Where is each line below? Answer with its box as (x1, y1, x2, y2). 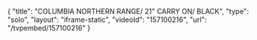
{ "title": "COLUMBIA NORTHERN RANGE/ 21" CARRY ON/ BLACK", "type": (7, 7, 249, 16)
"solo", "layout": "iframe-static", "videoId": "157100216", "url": (7, 15, 207, 24)
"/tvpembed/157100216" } (7, 24, 91, 32)
